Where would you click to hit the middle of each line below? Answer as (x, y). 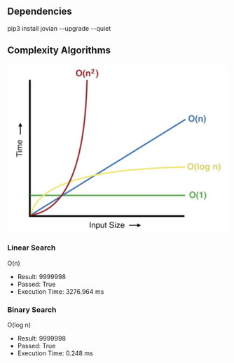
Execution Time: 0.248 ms (55, 353)
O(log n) (19, 325)
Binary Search (32, 309)
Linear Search (32, 248)
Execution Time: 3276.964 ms (61, 291)
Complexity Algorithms (59, 51)
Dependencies (40, 12)
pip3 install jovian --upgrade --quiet (59, 28)
